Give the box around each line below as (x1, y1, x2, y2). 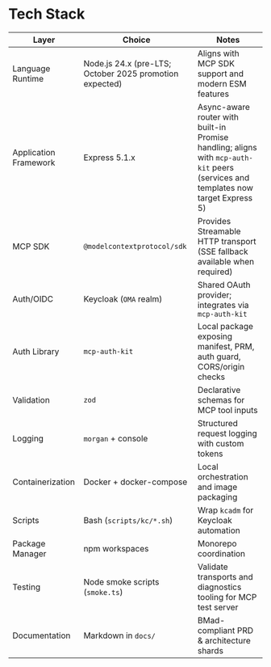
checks (197, 371, 226, 382)
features (197, 88, 230, 99)
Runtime (12, 73, 44, 84)
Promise (197, 131, 229, 142)
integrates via (197, 299, 249, 310)
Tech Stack (8, 5, 85, 23)
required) (197, 266, 233, 277)
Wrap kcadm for (197, 504, 254, 516)
